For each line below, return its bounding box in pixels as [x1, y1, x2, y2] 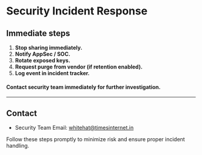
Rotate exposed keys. [14, 57, 71, 64]
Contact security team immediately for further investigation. [6, 83, 161, 91]
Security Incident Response [6, 4, 148, 18]
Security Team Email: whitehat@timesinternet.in [14, 124, 134, 132]
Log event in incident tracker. [14, 70, 90, 76]
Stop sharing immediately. [14, 44, 83, 51]
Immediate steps [6, 28, 70, 38]
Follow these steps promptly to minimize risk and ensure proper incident [6, 136, 185, 143]
